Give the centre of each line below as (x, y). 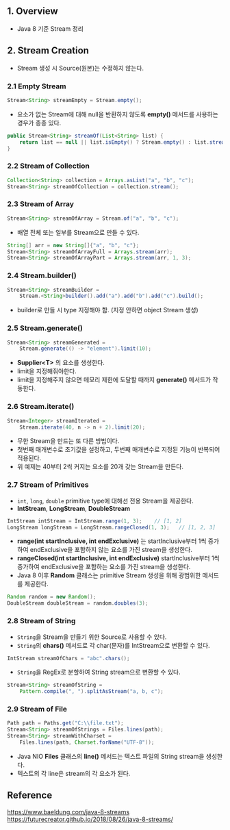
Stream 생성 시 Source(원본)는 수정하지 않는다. (80, 68)
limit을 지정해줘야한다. (47, 371)
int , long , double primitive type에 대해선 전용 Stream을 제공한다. (105, 501)
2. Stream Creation (48, 51)
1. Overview (33, 11)
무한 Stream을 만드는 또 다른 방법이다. (68, 441)
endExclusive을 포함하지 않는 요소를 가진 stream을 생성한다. (111, 550)
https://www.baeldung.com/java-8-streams (68, 812)
